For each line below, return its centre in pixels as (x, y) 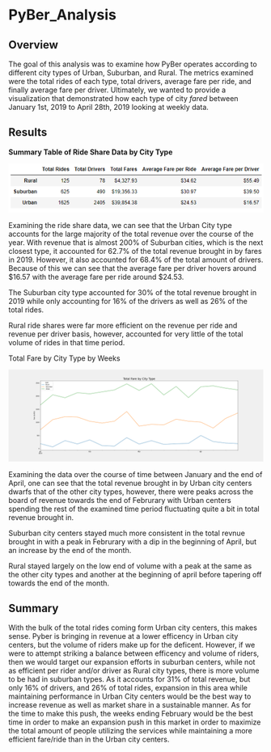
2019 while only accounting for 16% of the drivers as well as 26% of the (128, 302)
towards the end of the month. (59, 583)
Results (28, 132)
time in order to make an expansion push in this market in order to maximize (135, 722)
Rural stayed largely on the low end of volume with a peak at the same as (130, 566)
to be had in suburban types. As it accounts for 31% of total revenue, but (129, 679)
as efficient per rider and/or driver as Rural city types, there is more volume (134, 671)
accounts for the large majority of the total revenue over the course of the (131, 234)
